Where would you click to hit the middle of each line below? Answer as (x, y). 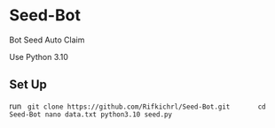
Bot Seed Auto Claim (47, 40)
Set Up (28, 85)
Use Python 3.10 (39, 56)
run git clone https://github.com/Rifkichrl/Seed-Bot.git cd (137, 106)
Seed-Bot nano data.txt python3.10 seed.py (91, 114)
